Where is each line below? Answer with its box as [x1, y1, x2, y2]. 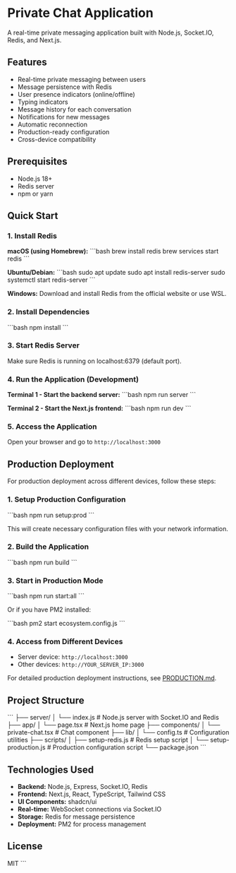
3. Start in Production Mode [7, 576, 104, 586]
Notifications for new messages [17, 112, 111, 121]
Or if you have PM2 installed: [7, 605, 92, 614]
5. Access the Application [7, 422, 97, 432]
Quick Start [7, 210, 58, 222]
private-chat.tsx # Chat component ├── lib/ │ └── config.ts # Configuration [7, 728, 230, 737]
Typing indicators [17, 97, 68, 106]
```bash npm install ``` [7, 323, 69, 331]
